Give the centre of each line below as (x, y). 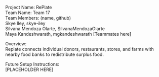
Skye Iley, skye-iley (25, 23)
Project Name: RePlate (29, 7)
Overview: (16, 44)
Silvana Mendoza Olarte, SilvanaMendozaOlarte (55, 29)
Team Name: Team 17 (28, 13)
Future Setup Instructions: (32, 64)
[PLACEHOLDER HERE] (29, 69)
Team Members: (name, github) (38, 18)
